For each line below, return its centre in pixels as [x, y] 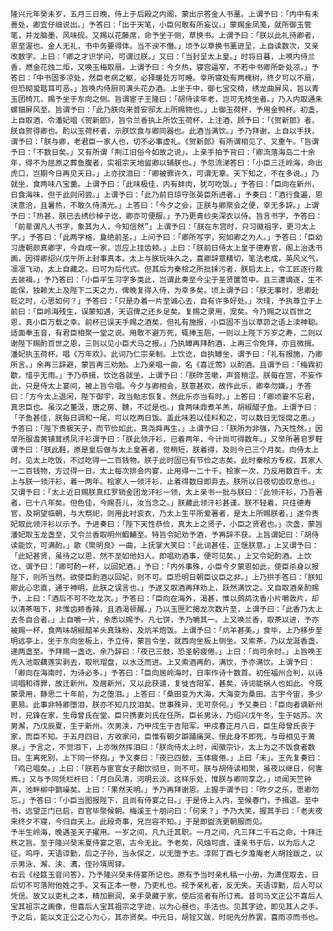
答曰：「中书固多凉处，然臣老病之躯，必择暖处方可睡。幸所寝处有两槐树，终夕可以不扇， [165, 78]
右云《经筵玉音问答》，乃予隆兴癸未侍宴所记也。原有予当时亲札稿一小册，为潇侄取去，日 [165, 875]
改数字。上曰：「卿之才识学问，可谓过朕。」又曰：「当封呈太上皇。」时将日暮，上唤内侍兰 [163, 57]
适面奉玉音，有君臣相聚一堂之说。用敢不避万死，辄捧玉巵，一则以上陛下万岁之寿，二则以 [166, 333]
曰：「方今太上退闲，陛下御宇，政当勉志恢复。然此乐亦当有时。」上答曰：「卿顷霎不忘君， [165, 397]
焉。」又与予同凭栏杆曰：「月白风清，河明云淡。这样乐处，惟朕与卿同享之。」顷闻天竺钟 [161, 779]
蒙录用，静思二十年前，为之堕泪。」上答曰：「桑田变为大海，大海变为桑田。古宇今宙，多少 [166, 694]
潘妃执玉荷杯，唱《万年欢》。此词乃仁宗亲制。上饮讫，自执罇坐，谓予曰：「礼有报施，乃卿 [166, 354]
